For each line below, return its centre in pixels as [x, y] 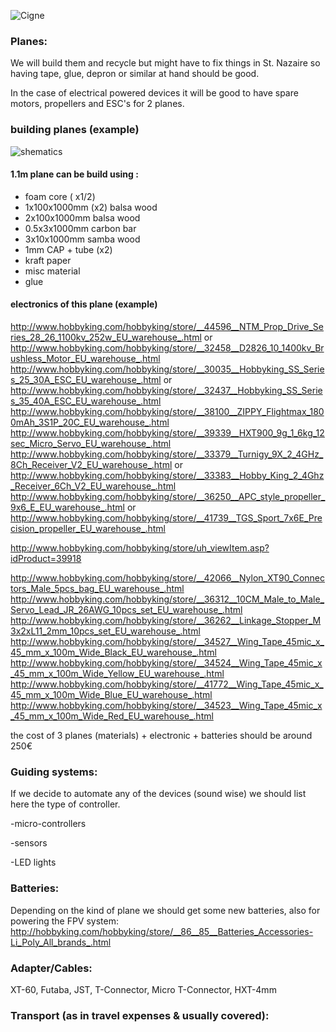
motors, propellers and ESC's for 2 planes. [97, 104]
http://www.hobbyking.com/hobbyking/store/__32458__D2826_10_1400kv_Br [167, 348]
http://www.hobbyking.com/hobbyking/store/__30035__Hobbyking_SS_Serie [167, 369]
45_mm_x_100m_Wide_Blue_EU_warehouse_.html [111, 694]
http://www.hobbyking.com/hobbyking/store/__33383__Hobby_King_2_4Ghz [167, 475]
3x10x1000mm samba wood [82, 239]
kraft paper [48, 260]
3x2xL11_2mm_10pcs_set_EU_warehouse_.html [105, 631]
